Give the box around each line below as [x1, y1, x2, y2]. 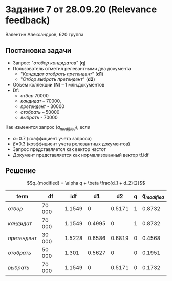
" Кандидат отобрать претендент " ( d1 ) [20, 71, 104, 77]
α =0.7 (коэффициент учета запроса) [12, 135, 92, 141]
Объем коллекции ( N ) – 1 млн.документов [12, 81, 105, 88]
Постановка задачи [5, 46, 72, 55]
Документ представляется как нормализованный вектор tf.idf [12, 152, 149, 158]
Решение [5, 166, 36, 175]
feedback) [5, 14, 50, 26]
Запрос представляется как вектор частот [12, 146, 106, 152]
